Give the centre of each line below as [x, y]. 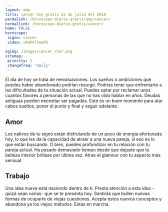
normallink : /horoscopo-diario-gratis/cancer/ [54, 24]
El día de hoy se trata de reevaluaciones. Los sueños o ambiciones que [78, 79]
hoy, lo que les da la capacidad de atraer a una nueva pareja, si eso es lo [80, 139]
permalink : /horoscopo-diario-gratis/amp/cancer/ [58, 19]
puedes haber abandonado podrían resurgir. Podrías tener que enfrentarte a [84, 85]
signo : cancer [22, 38]
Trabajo [17, 176]
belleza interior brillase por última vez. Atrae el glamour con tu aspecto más [83, 155]
